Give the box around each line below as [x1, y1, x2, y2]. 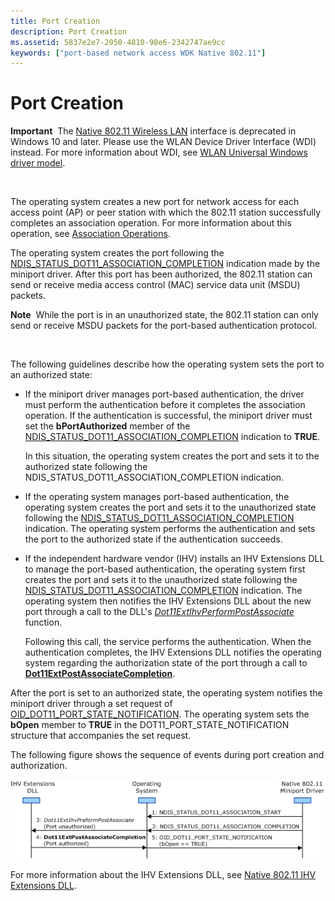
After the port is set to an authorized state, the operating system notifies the [10, 687, 323, 699]
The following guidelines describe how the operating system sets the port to [10, 358, 325, 370]
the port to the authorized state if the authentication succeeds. [24, 533, 283, 545]
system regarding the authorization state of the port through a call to [24, 657, 308, 669]
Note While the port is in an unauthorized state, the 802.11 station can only [10, 309, 319, 321]
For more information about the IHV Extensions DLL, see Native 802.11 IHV [10, 869, 317, 881]
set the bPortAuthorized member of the [24, 420, 191, 432]
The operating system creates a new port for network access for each [10, 196, 300, 208]
